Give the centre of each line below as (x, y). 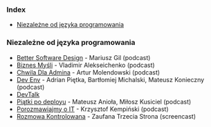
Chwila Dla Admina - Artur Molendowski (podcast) (88, 72)
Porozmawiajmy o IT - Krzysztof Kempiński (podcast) (92, 109)
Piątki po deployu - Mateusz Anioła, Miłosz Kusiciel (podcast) (104, 101)
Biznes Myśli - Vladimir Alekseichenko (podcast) (85, 65)
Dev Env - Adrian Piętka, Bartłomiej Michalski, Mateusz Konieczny (110, 79)
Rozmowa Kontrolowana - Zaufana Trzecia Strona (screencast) (106, 116)
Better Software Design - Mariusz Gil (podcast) (83, 57)
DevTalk (28, 94)
